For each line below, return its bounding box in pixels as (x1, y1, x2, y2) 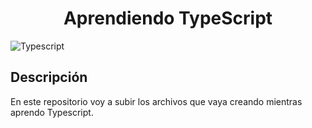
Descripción (10, 69, 88, 86)
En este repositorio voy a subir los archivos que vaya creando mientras (10, 95, 303, 107)
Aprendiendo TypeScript (63, 7, 273, 30)
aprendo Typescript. (10, 106, 94, 118)
